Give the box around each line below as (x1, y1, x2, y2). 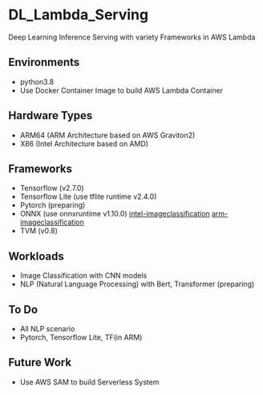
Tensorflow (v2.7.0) (19, 183, 84, 193)
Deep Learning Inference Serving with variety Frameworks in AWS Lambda (8, 32, 256, 42)
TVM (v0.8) (19, 226, 59, 236)
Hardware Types (8, 109, 93, 122)
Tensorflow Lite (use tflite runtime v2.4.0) (19, 191, 157, 202)
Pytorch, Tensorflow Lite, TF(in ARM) (19, 332, 143, 342)
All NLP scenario (19, 324, 75, 333)
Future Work (8, 356, 72, 369)
